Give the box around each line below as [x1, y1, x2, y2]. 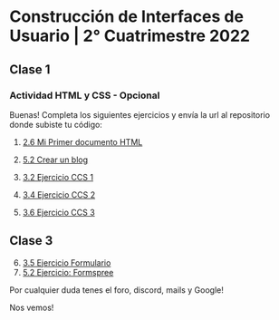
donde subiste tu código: [9, 119, 102, 130]
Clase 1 [9, 62, 51, 77]
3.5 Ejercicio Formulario [22, 257, 111, 268]
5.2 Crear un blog [22, 154, 89, 165]
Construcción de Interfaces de [9, 6, 245, 27]
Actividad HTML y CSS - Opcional [9, 89, 160, 102]
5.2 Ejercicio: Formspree [22, 267, 114, 277]
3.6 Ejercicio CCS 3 [22, 207, 95, 218]
